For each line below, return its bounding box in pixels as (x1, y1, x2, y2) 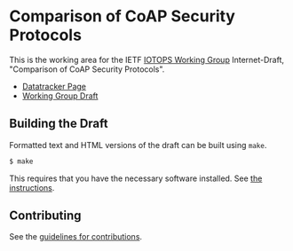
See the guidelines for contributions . (9, 231, 143, 242)
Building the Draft (9, 116, 108, 131)
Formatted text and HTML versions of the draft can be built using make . (9, 139, 267, 150)
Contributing (9, 208, 82, 224)
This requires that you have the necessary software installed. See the (9, 173, 263, 184)
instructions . (9, 182, 55, 192)
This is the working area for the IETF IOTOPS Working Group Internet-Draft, (9, 54, 285, 65)
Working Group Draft (21, 90, 99, 101)
